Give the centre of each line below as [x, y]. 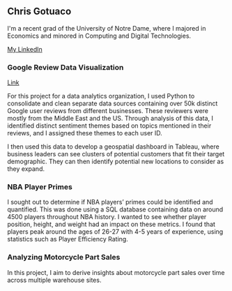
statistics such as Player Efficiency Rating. [68, 239]
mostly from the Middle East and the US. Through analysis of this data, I [110, 119]
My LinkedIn [25, 49]
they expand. [26, 169]
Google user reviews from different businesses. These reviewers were [108, 111]
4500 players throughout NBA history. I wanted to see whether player [107, 217]
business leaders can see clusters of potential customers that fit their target [116, 154]
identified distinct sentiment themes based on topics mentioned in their [109, 126]
